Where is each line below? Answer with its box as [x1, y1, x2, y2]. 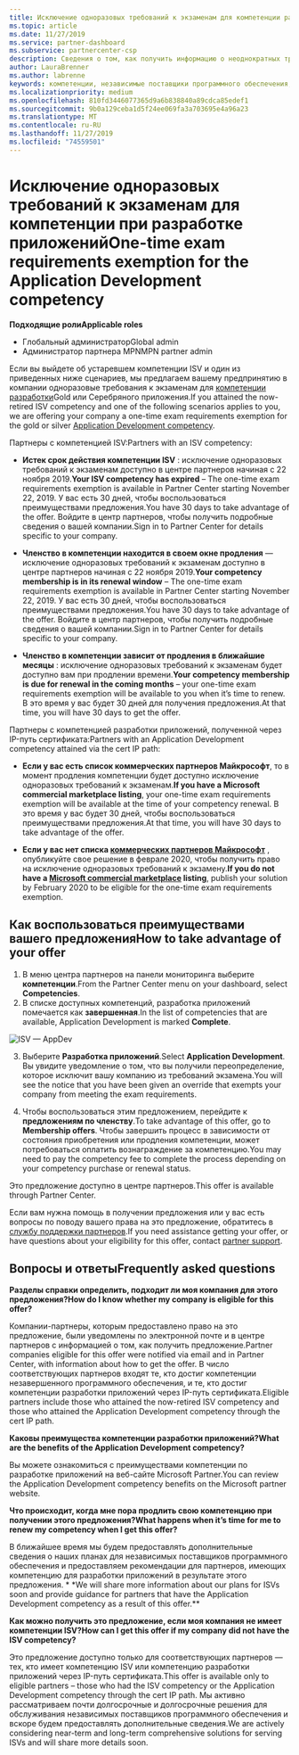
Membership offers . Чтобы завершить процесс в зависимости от [21, 1125, 271, 1135]
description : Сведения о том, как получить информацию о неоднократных [9, 54, 280, 63]
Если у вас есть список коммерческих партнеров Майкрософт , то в [21, 760, 289, 771]
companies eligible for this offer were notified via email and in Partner [9, 1349, 264, 1360]
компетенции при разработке [9, 213, 243, 234]
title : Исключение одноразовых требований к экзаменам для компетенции [9, 12, 280, 22]
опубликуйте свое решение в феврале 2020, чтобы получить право [21, 853, 280, 864]
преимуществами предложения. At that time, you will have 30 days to [21, 817, 282, 828]
